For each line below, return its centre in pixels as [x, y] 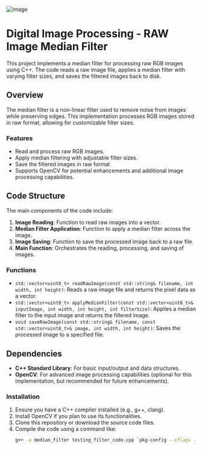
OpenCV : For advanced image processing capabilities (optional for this [103, 374]
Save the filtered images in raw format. [63, 164]
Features [20, 138]
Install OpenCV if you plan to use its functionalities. [78, 416]
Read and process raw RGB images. [59, 152]
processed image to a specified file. [59, 335]
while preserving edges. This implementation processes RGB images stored [100, 116]
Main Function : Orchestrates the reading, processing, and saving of [99, 248]
